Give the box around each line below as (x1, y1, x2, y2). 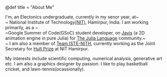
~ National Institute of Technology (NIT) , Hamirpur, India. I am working (5, 19, 148, 25)
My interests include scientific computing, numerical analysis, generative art (5, 55, 162, 61)
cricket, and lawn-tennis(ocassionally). (5, 66, 85, 72)
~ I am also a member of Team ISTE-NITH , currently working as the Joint (5, 40, 155, 46)
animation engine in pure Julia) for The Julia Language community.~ (5, 35, 146, 41)
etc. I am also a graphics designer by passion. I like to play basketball (5, 61, 148, 66)
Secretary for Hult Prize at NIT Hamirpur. (5, 46, 89, 51)
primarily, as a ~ (5, 24, 38, 30)
